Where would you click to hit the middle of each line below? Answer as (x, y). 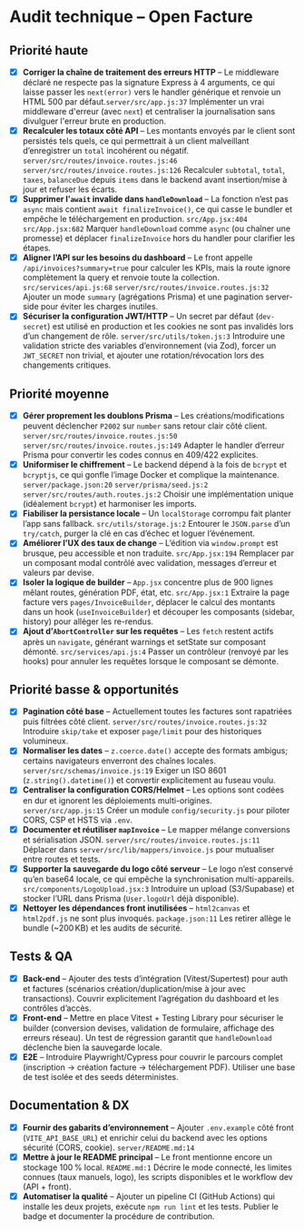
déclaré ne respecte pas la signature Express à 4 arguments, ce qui (148, 83)
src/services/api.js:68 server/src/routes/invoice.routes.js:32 (146, 288)
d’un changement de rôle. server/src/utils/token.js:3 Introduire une (154, 336)
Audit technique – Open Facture (131, 17)
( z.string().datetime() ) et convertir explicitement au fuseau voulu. (149, 781)
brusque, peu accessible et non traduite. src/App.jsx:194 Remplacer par (158, 553)
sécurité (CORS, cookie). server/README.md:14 (108, 1147)
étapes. (37, 248)
